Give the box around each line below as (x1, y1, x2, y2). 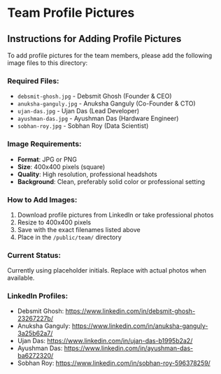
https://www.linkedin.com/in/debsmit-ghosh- (65, 307, 196, 315)
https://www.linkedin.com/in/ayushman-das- (64, 344, 194, 352)
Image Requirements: (7, 139, 82, 149)
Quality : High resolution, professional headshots (17, 170, 157, 178)
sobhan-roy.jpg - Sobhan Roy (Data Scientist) (17, 122, 149, 130)
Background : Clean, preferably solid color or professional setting (17, 177, 205, 186)
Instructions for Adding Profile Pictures (7, 33, 182, 45)
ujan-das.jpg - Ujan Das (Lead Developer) (17, 107, 140, 115)
